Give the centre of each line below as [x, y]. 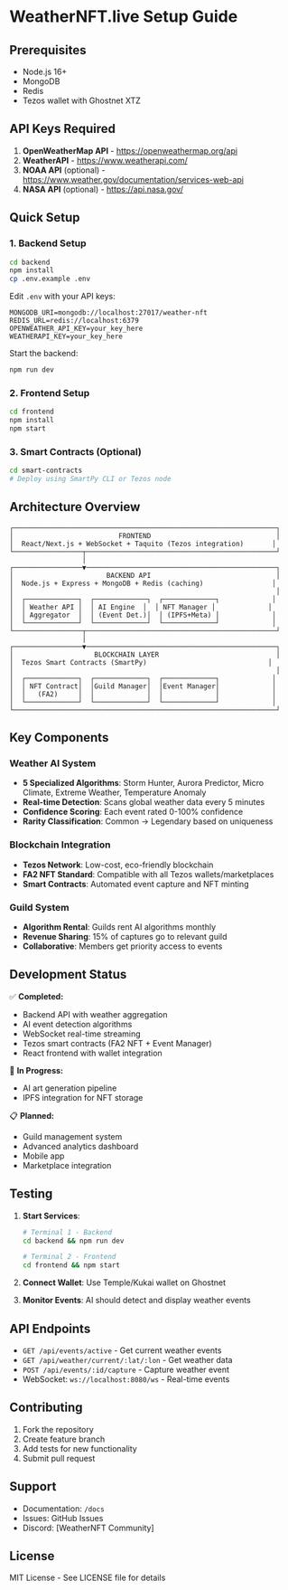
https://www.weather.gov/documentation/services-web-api [133, 179]
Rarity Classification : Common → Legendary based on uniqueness [148, 821]
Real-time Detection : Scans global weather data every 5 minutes [144, 802]
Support [33, 1486]
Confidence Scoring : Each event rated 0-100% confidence [133, 812]
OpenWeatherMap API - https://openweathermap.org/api [130, 150]
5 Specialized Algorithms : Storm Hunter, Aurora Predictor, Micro [143, 783]
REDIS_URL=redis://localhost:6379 [74, 321]
